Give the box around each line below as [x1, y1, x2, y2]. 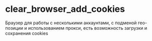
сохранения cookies [5, 30, 49, 36]
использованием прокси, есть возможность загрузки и [28, 25, 147, 31]
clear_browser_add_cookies [5, 3, 125, 15]
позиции [5, 25, 24, 31]
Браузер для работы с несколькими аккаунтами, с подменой [5, 20, 137, 26]
